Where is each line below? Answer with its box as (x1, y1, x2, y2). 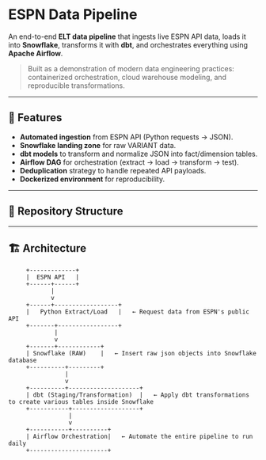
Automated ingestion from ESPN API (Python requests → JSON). (19, 132, 234, 142)
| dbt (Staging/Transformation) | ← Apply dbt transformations (25, 391, 249, 399)
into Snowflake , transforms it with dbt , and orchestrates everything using (8, 40, 248, 49)
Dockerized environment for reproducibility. (19, 174, 165, 184)
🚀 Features (8, 111, 63, 124)
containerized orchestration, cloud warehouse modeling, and (27, 72, 227, 82)
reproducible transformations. (27, 81, 125, 90)
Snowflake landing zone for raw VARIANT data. (19, 140, 177, 150)
